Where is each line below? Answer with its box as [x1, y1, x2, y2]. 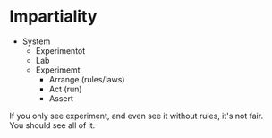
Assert [48, 92, 74, 104]
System [21, 36, 51, 47]
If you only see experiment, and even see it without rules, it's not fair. [9, 110, 264, 121]
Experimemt [35, 65, 81, 75]
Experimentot [35, 45, 86, 56]
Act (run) [48, 83, 82, 94]
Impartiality [9, 6, 98, 27]
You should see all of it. [9, 119, 96, 131]
